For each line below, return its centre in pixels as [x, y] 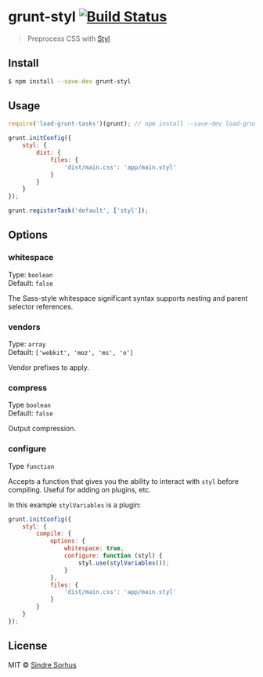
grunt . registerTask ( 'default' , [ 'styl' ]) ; [78, 211]
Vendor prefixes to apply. [49, 368]
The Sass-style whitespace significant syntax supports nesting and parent [128, 298]
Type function [31, 466]
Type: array [27, 344]
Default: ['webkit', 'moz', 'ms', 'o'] [71, 353]
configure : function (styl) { [113, 556]
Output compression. [42, 429]
